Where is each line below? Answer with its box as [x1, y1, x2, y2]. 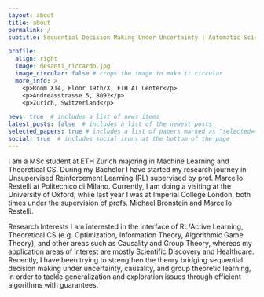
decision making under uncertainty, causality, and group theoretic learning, [8, 263, 251, 273]
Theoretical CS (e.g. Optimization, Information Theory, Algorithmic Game [8, 229, 244, 240]
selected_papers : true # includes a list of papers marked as [8, 127, 216, 136]
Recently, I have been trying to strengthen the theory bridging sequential [8, 255, 244, 264]
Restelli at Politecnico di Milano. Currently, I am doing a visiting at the [8, 181, 232, 191]
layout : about [8, 11, 55, 20]
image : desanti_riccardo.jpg [15, 62, 111, 71]
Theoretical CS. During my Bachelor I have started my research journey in [8, 164, 247, 174]
